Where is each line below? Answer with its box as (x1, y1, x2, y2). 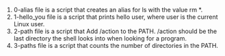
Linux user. (13, 20, 45, 28)
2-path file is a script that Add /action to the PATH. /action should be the (13, 27, 217, 35)
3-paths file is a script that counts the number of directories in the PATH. (13, 42, 219, 49)
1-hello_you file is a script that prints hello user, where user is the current (13, 13, 218, 21)
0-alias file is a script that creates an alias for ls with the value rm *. (13, 6, 203, 13)
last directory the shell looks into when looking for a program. (13, 34, 187, 43)
